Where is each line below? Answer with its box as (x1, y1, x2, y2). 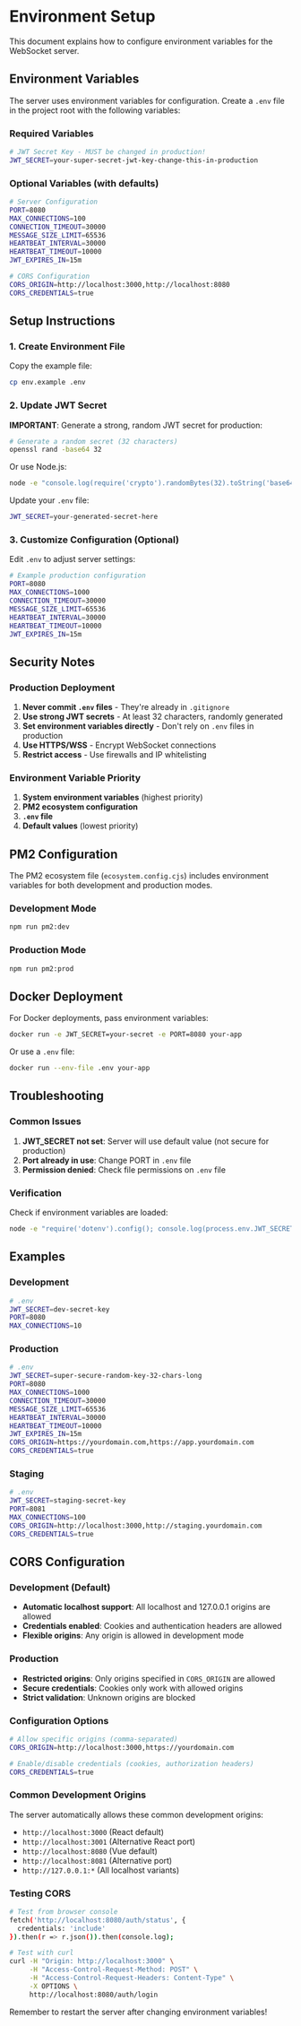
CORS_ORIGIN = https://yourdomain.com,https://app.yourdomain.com (9, 1438, 254, 1447)
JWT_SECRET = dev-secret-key (9, 1304, 110, 1314)
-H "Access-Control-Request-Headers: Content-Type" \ (29, 1974, 235, 1983)
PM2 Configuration (9, 846, 118, 861)
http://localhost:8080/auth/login (29, 1990, 159, 1999)
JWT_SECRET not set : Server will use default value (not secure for (21, 1136, 270, 1147)
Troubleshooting (9, 1088, 105, 1104)
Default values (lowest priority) (21, 820, 139, 831)
